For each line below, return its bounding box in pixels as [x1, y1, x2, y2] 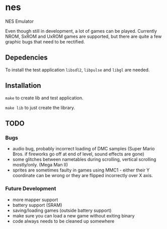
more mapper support [12, 196, 58, 203]
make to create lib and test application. [5, 95, 83, 101]
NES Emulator [5, 18, 34, 24]
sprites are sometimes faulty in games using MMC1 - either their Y [12, 167, 150, 173]
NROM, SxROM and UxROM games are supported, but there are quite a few [5, 33, 162, 39]
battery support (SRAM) [12, 202, 62, 208]
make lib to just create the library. [5, 104, 75, 110]
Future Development [5, 185, 56, 192]
